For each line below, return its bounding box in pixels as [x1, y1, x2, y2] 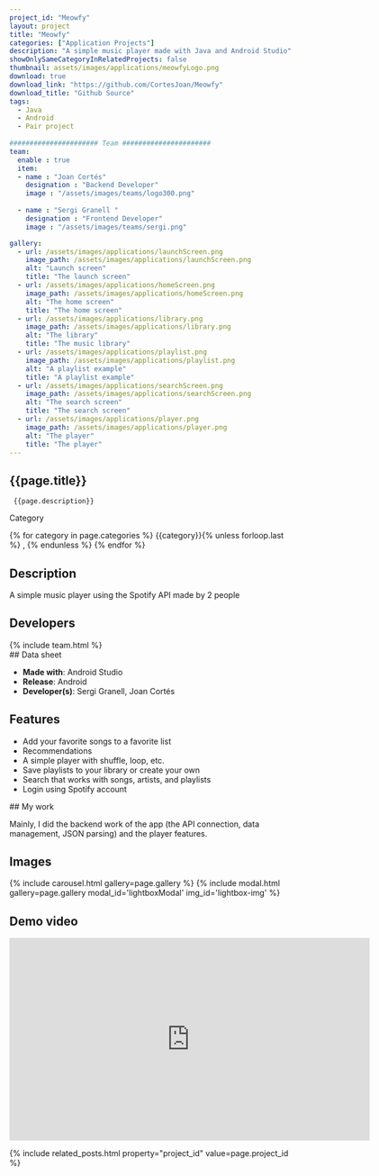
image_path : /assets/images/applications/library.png [25, 322, 231, 331]
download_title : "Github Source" [9, 88, 135, 97]
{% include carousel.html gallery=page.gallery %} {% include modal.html [9, 878, 281, 889]
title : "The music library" [25, 339, 131, 348]
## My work [9, 801, 54, 811]
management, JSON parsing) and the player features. [9, 828, 208, 838]
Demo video [9, 913, 78, 928]
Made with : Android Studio [22, 666, 123, 677]
